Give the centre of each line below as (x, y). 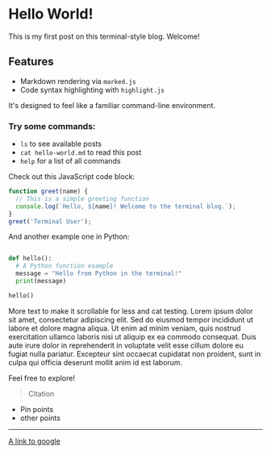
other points (40, 418)
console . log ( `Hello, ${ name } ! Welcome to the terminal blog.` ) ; (126, 206)
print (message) (41, 281)
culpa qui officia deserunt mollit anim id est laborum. (96, 362)
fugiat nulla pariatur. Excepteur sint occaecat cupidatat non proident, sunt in (135, 354)
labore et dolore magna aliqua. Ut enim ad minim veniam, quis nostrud (125, 328)
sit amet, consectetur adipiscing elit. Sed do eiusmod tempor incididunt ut (131, 319)
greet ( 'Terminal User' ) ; (50, 221)
